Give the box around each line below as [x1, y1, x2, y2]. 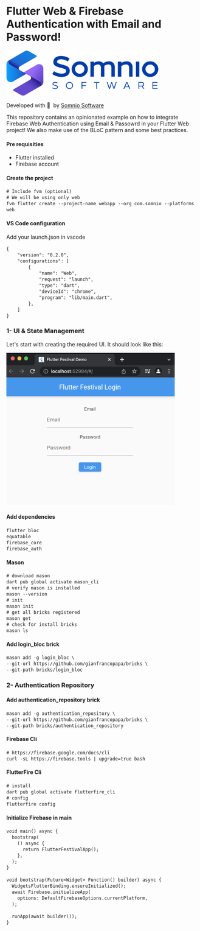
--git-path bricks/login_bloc [6, 667, 83, 673]
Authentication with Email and [6, 17, 162, 31]
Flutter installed [15, 154, 55, 161]
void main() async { [6, 828, 59, 835]
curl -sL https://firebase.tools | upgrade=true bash [6, 756, 146, 762]
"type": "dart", [38, 282, 80, 289]
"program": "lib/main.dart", [38, 294, 113, 301]
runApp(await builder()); [12, 913, 78, 920]
